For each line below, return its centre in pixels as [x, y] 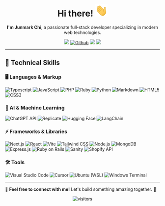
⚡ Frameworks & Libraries [36, 131]
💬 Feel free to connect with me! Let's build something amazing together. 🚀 [81, 189]
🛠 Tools [15, 163]
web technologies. [82, 32]
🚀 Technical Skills [33, 63]
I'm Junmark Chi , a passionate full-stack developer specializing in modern [82, 27]
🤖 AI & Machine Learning [35, 107]
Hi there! [75, 14]
